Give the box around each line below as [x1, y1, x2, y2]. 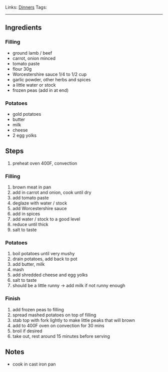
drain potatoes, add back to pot [12, 256, 77, 262]
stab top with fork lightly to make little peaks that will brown [12, 317, 135, 323]
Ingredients [5, 24, 42, 32]
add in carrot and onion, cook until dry [12, 190, 91, 196]
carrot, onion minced [12, 55, 56, 61]
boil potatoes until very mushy [12, 251, 75, 257]
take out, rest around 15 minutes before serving [12, 333, 110, 339]
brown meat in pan [12, 184, 51, 190]
